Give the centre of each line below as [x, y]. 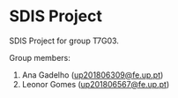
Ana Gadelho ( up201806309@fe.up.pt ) [93, 75]
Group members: [40, 57]
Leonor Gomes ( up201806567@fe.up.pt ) [96, 84]
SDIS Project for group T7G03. [64, 41]
